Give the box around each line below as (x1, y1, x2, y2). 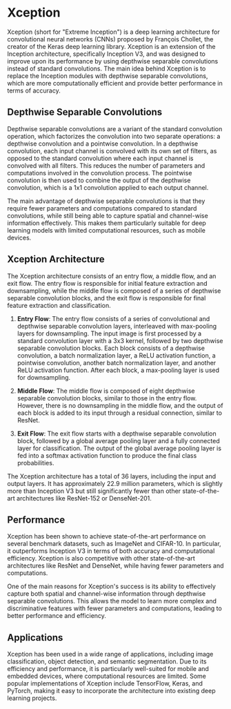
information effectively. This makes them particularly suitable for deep (7, 219, 207, 227)
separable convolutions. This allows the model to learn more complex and (7, 597, 217, 605)
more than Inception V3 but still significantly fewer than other (7, 487, 181, 495)
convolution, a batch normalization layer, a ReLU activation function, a (17, 351, 216, 360)
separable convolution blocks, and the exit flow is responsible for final (7, 293, 206, 302)
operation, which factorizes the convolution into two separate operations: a (7, 132, 221, 140)
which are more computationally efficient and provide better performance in (7, 79, 223, 87)
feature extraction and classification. (7, 301, 112, 309)
